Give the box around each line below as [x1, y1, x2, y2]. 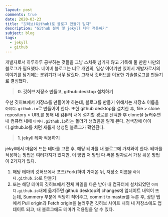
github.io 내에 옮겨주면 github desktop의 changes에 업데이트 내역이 [18, 187, 154, 193]
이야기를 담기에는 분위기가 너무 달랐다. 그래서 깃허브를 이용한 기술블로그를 [5, 71, 150, 78]
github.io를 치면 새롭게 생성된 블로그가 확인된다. [10, 124, 105, 130]
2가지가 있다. [10, 158, 36, 164]
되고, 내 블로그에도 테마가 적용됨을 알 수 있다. [26, 206, 114, 212]
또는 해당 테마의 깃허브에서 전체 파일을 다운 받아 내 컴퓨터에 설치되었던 [12, 181, 150, 187]
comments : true [5, 12, 37, 17]
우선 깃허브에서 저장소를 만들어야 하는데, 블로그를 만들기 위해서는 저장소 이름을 [5, 99, 159, 105]
